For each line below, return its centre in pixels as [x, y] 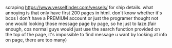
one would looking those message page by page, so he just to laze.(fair [81, 23]
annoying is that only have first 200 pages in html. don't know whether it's [84, 13]
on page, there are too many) [36, 40]
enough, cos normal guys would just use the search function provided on [83, 29]
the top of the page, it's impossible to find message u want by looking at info [86, 34]
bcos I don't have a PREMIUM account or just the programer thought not [82, 18]
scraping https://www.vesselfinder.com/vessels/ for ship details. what [79, 7]
